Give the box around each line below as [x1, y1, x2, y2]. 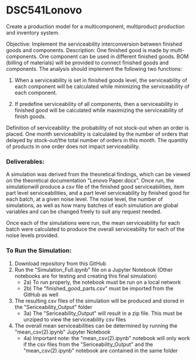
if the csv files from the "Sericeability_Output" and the [23, 341, 153, 348]
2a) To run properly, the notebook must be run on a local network [23, 279, 181, 286]
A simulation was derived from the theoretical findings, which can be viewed [6, 171, 191, 178]
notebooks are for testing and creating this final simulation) [14, 272, 157, 279]
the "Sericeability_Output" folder [14, 303, 92, 310]
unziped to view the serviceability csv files [23, 316, 126, 323]
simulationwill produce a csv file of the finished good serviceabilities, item [6, 183, 184, 190]
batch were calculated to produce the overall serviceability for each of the [6, 226, 185, 233]
